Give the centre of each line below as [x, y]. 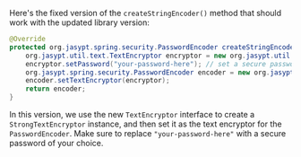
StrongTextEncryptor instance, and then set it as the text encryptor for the [146, 124]
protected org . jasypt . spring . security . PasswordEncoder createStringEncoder [154, 47]
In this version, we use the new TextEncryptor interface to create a [132, 114]
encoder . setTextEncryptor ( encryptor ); [98, 81]
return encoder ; [56, 89]
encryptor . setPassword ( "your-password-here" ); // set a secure [146, 64]
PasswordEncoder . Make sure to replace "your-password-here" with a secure [148, 133]
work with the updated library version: [79, 22]
